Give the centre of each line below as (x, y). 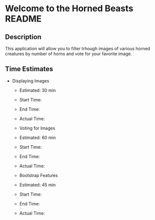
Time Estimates (29, 69)
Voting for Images (37, 128)
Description (23, 37)
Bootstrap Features (39, 175)
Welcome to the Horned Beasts (69, 9)
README (23, 19)
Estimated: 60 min (38, 138)
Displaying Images (31, 80)
